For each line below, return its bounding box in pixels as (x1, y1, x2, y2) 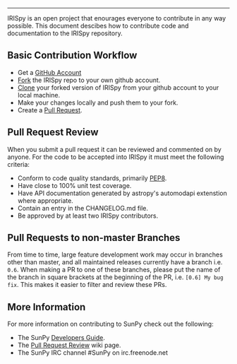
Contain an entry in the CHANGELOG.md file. (17, 204, 149, 212)
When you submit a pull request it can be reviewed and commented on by (7, 145, 222, 153)
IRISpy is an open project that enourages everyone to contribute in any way (7, 14, 226, 22)
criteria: (7, 160, 30, 168)
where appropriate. (17, 196, 74, 205)
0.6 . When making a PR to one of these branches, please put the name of (7, 266, 221, 274)
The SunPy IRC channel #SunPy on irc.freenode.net (17, 348, 168, 357)
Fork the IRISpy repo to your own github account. (17, 76, 161, 84)
